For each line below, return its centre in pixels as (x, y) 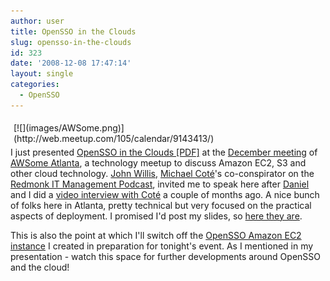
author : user (37, 21)
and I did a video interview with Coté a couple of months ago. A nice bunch (165, 194)
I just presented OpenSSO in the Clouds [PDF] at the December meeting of (164, 152)
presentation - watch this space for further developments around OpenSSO (165, 256)
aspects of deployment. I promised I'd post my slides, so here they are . (156, 216)
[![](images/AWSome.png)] (69, 127)
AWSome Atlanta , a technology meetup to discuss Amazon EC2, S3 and (158, 162)
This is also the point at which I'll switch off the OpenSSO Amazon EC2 (156, 235)
